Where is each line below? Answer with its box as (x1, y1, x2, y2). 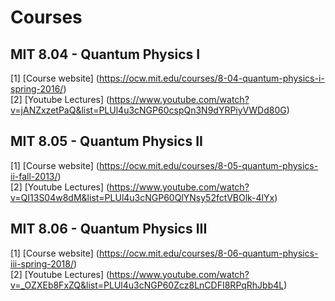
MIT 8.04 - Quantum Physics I (10, 46, 201, 63)
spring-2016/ (10, 83, 64, 95)
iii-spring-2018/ (10, 257, 74, 270)
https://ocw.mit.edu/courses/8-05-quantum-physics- (98, 159, 319, 171)
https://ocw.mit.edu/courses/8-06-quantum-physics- (98, 247, 319, 259)
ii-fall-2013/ (10, 170, 58, 182)
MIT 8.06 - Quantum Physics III (10, 221, 208, 238)
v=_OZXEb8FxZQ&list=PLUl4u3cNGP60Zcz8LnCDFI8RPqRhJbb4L (10, 279, 285, 291)
